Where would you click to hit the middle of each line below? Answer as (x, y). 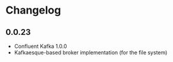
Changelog (33, 10)
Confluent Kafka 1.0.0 (40, 46)
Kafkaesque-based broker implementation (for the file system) (91, 53)
